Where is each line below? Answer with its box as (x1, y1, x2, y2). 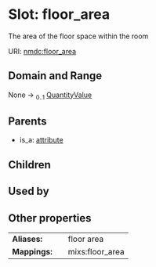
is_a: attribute (19, 135, 64, 145)
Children (8, 158, 51, 171)
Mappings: (12, 246, 53, 257)
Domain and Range (8, 69, 103, 83)
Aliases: (12, 233, 43, 244)
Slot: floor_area (8, 5, 111, 23)
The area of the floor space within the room (8, 31, 149, 41)
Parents (8, 114, 47, 128)
